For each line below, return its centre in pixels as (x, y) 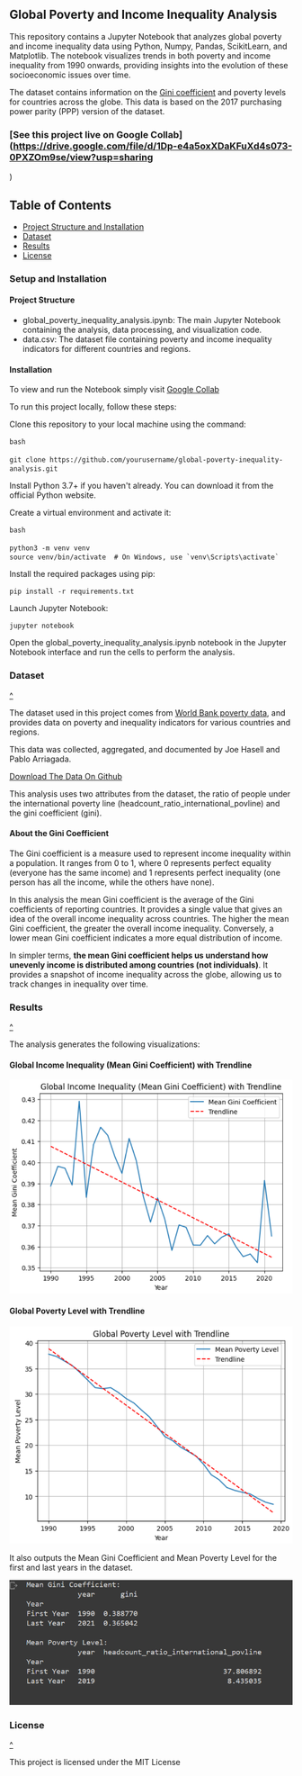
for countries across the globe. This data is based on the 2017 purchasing (146, 102)
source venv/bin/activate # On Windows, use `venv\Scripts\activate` (144, 557)
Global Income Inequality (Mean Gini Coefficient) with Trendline (131, 1065)
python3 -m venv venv (50, 548)
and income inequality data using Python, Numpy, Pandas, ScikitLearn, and (148, 46)
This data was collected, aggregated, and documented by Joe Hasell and (145, 749)
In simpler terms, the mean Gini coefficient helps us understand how (139, 955)
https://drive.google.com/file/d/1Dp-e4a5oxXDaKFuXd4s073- (153, 146)
